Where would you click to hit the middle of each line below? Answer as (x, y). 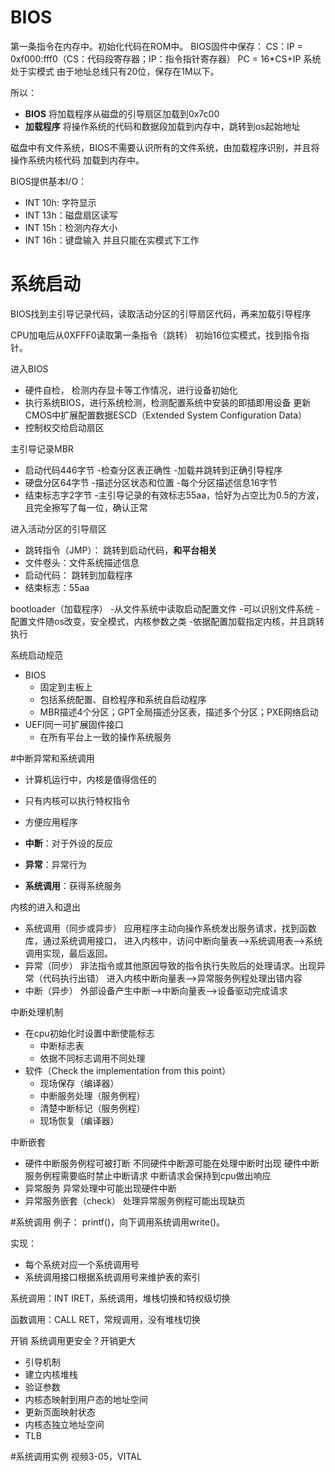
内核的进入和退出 (45, 907)
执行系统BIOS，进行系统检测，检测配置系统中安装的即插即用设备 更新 (168, 402)
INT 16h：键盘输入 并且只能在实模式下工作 (112, 240)
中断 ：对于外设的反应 (68, 843)
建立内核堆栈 (51, 1374)
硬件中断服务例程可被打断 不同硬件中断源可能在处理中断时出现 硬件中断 (172, 1163)
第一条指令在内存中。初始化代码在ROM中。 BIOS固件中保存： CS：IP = (156, 46)
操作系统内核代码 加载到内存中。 (77, 160)
